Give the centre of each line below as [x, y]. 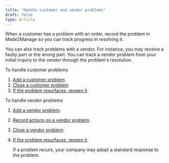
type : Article [20, 19]
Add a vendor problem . [37, 111]
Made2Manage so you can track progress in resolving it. [64, 39]
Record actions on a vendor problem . [51, 120]
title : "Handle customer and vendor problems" [55, 10]
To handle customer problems [37, 70]
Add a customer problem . [39, 80]
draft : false [19, 15]
